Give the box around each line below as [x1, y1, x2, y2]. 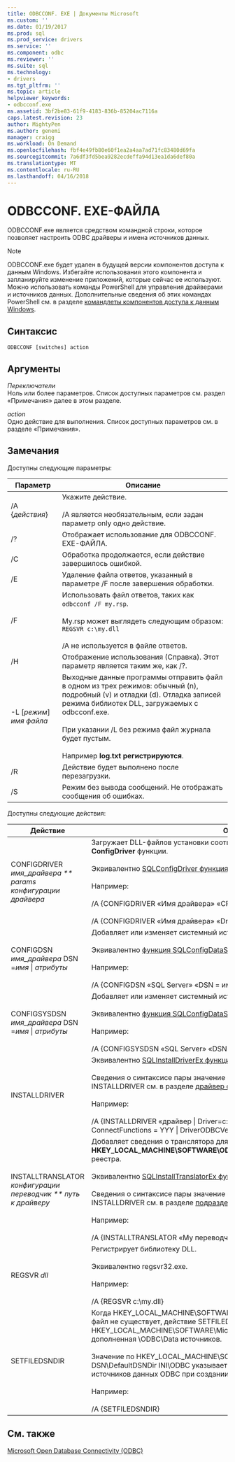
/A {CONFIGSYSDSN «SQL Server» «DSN [91, 1044, 227, 1053]
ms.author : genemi [7, 127, 61, 134]
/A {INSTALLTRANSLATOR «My [91, 1233, 194, 1242]
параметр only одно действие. [62, 518, 166, 528]
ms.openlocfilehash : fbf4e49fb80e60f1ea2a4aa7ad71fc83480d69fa [7, 147, 196, 154]
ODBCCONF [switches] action [7, 344, 90, 351]
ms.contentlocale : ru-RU [7, 166, 80, 173]
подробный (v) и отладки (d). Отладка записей [62, 690, 222, 700]
